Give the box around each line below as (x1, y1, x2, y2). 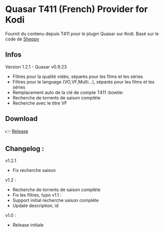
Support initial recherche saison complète (12, 197, 99, 203)
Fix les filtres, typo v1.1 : (12, 192, 62, 198)
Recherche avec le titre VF (12, 100, 68, 106)
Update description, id (12, 202, 59, 208)
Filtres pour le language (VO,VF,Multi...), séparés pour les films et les (12, 78, 154, 84)
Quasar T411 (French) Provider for (5, 3, 148, 15)
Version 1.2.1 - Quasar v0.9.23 (5, 63, 67, 69)
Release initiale (12, 222, 44, 228)
